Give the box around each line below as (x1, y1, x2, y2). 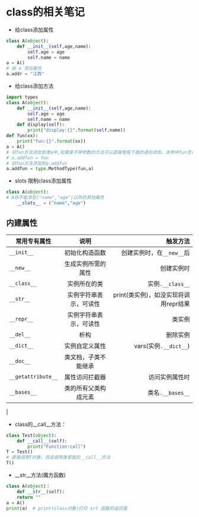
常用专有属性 (15, 237, 52, 245)
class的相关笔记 (6, 5, 85, 19)
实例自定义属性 (64, 342, 107, 350)
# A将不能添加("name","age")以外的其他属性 (6, 195, 105, 201)
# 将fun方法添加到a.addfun (6, 160, 68, 166)
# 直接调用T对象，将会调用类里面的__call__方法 (6, 454, 111, 461)
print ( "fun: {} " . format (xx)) (17, 139, 86, 144)
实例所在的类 (67, 280, 104, 288)
